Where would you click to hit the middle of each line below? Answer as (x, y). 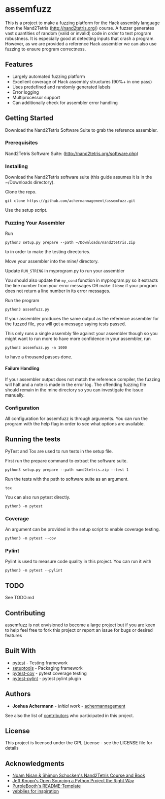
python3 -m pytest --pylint (34, 571)
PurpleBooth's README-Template (47, 786)
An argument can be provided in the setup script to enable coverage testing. (82, 530)
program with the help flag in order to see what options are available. (75, 423)
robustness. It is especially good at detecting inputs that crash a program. (80, 38)
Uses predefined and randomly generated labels (61, 87)
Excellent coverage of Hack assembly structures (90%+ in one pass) (82, 81)
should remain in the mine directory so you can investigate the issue (74, 390)
